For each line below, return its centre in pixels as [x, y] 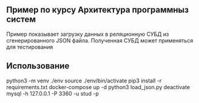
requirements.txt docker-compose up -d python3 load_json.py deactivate [98, 87]
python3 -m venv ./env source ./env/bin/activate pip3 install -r [84, 81]
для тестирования [30, 47]
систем [21, 20]
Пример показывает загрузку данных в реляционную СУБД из [88, 34]
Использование [38, 66]
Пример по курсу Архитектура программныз [98, 10]
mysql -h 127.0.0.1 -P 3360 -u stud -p [52, 93]
